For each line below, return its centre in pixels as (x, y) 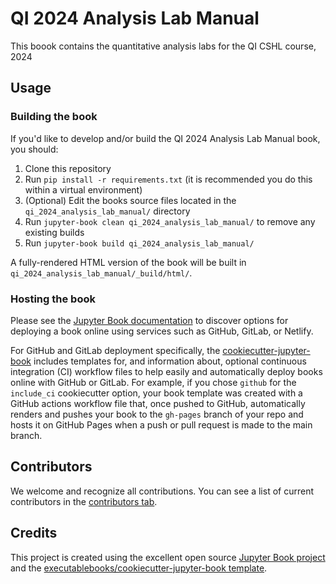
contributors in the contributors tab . (84, 501)
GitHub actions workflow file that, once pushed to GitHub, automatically (158, 403)
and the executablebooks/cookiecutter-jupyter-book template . (139, 568)
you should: (34, 149)
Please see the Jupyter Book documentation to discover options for (149, 320)
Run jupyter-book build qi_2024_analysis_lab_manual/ (139, 243)
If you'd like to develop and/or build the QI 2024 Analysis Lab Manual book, (165, 138)
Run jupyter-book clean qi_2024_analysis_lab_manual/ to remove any (170, 221)
